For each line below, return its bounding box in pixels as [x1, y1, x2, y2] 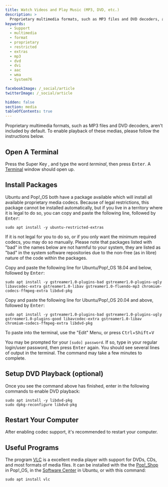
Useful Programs [5, 443, 59, 452]
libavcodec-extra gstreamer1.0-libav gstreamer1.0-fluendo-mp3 [5, 284, 140, 289]
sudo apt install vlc [5, 477, 50, 482]
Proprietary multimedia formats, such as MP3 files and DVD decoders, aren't [5, 123, 163, 129]
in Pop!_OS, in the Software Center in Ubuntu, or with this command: [5, 468, 146, 474]
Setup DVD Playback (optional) [5, 370, 103, 378]
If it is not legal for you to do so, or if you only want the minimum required [5, 233, 156, 240]
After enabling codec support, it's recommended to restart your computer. [5, 429, 158, 435]
